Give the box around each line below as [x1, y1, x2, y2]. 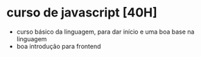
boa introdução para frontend [16, 42, 101, 50]
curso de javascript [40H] [6, 5, 157, 21]
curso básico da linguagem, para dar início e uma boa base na [16, 27, 195, 36]
